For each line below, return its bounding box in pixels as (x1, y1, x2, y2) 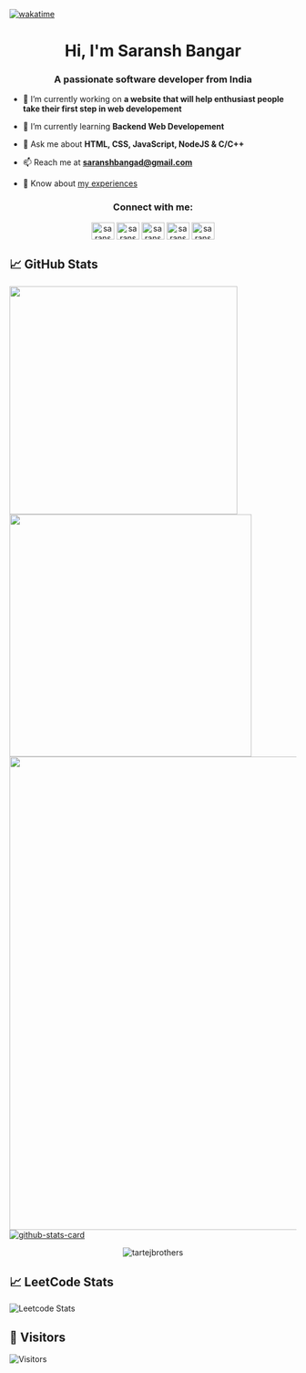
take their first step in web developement (22, 103, 182, 114)
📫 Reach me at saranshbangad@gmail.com (22, 157, 193, 168)
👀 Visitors (9, 1329, 66, 1345)
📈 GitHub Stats (9, 256, 98, 273)
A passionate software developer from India (54, 73, 252, 86)
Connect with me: (112, 201, 194, 213)
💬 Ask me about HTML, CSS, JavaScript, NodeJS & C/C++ (22, 139, 245, 150)
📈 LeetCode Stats (9, 1274, 114, 1290)
